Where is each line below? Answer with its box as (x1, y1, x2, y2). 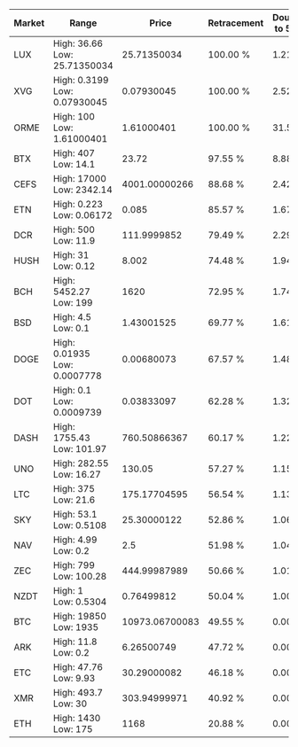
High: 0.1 (52, 385, 91, 396)
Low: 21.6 (52, 494, 96, 506)
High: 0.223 (52, 198, 104, 210)
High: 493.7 (52, 687, 104, 698)
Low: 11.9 (52, 235, 96, 246)
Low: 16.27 (52, 469, 102, 480)
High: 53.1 (52, 509, 98, 520)
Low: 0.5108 (52, 519, 107, 531)
